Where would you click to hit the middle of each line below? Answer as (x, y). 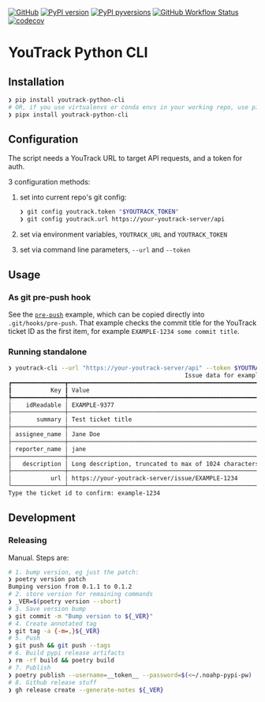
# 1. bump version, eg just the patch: (74, 572)
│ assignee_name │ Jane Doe (54, 434)
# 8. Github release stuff (52, 682)
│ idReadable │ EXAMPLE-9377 (61, 405)
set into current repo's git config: (73, 197)
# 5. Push (24, 638)
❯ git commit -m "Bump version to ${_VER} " (81, 616)
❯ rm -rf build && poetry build (61, 661)
